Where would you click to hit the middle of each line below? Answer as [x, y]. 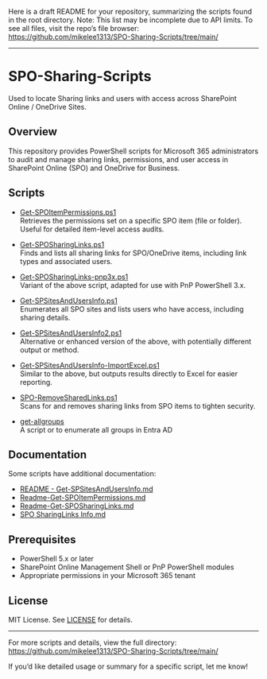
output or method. [49, 350]
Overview [33, 132]
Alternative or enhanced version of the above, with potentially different [135, 341]
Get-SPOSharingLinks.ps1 [62, 244]
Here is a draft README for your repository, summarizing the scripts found [130, 12]
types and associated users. [66, 261]
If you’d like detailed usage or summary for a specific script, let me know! [128, 666]
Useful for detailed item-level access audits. [92, 229]
